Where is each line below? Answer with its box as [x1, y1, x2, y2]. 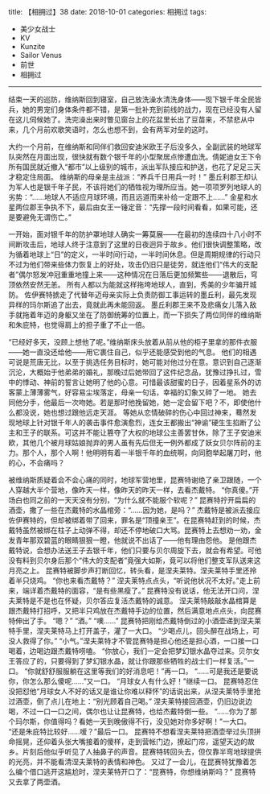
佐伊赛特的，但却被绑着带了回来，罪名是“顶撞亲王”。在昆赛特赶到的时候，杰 [8, 515, 261, 525]
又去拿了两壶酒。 [8, 777, 65, 787]
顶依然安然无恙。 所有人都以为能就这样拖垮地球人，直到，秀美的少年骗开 [8, 280, 250, 289]
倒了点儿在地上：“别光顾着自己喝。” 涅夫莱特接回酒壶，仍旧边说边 [35, 697, 253, 706]
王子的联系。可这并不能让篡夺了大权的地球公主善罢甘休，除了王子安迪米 [22, 428, 262, 437]
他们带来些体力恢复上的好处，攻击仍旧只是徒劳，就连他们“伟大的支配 [29, 260, 259, 269]
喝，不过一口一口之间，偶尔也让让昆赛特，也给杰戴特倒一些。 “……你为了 [8, 707, 251, 716]
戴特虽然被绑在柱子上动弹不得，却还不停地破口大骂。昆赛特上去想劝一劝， [8, 526, 255, 535]
